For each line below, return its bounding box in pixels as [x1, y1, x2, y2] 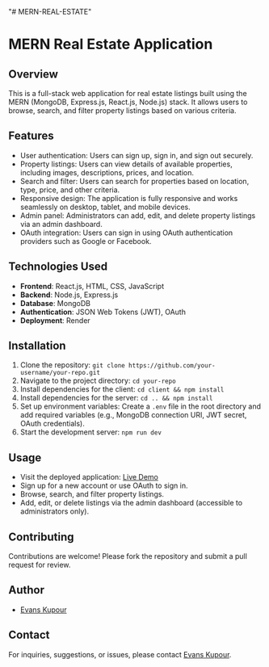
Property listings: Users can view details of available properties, [19, 159, 233, 169]
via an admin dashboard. [19, 219, 103, 229]
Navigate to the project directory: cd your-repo [19, 375, 176, 386]
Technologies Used [8, 260, 107, 274]
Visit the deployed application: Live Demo [19, 472, 159, 482]
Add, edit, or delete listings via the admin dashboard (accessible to [19, 498, 243, 508]
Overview [8, 67, 59, 81]
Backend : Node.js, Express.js [19, 290, 119, 300]
